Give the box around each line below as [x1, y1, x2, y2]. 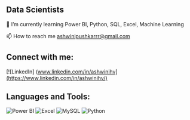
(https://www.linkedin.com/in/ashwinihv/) [6, 74, 108, 81]
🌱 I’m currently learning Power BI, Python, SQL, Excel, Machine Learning [6, 20, 184, 27]
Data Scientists [6, 5, 65, 15]
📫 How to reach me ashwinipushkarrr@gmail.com [6, 32, 130, 39]
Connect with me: [6, 52, 74, 62]
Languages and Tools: [6, 92, 91, 102]
